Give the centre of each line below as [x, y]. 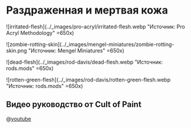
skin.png [17, 50]
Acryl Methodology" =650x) [40, 32]
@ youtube [19, 119]
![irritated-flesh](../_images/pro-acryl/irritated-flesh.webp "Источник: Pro [96, 27]
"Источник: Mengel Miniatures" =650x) [77, 50]
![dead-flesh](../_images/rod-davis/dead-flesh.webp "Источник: [85, 62]
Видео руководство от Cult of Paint [74, 105]
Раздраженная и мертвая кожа [87, 10]
